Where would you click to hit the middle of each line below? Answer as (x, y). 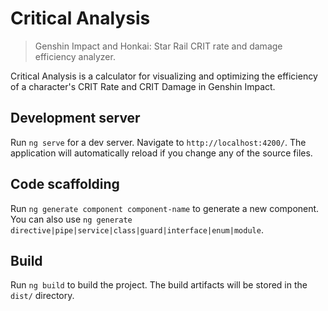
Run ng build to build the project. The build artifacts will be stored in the (159, 285)
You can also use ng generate (71, 219)
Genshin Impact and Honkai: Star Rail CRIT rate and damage (158, 46)
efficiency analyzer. (75, 56)
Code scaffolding (65, 184)
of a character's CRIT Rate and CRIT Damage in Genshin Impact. (143, 86)
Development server (75, 118)
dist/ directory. (42, 296)
